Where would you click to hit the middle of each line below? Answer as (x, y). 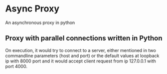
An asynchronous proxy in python (40, 22)
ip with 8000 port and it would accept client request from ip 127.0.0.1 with (81, 61)
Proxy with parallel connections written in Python (84, 38)
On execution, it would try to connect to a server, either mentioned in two (81, 50)
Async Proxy (32, 9)
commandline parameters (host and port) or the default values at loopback (82, 55)
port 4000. (16, 66)
